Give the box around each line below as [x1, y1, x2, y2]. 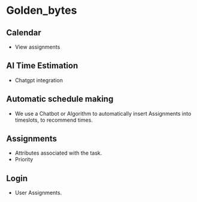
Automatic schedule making [6, 94, 114, 104]
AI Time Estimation [6, 61, 78, 71]
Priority [14, 156, 34, 163]
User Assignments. [14, 189, 62, 197]
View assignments [14, 43, 60, 50]
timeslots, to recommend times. [14, 116, 93, 123]
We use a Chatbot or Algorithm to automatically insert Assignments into [14, 110, 192, 117]
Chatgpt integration [14, 76, 63, 84]
